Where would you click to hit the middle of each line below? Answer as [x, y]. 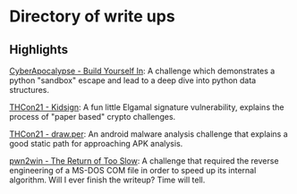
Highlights [39, 50]
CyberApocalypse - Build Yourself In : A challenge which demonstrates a [142, 71]
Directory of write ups [93, 17]
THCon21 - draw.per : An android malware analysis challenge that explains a [148, 134]
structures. [29, 90]
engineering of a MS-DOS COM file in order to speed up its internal [133, 170]
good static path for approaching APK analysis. [96, 143]
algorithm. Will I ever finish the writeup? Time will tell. [107, 180]
